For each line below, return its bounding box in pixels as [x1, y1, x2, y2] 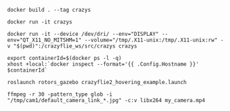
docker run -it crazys [7, 19, 73, 26]
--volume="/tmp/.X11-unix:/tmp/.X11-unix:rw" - [84, 37, 224, 43]
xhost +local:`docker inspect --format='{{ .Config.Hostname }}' [7, 61, 199, 68]
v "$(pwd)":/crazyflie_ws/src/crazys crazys [7, 43, 137, 50]
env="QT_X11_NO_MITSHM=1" [7, 37, 82, 43]
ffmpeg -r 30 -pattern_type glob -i [7, 91, 113, 98]
